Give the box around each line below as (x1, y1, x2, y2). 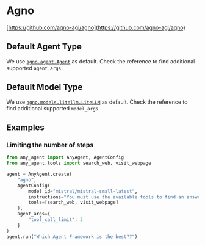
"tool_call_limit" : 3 (28, 217, 84, 223)
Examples (6, 122, 45, 132)
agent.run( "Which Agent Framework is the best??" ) (6, 233, 138, 240)
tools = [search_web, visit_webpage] (28, 200, 119, 206)
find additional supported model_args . (6, 104, 101, 112)
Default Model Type (6, 82, 83, 92)
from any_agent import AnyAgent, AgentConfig (6, 154, 124, 161)
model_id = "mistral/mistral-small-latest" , (28, 188, 138, 194)
